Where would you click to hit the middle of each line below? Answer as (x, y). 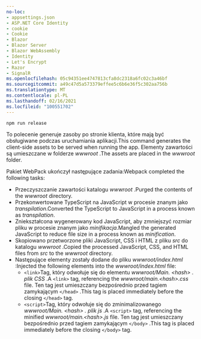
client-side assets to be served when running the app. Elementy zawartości (100, 147)
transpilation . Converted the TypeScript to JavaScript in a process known (105, 208)
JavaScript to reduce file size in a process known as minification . (95, 234)
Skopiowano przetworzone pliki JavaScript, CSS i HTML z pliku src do (101, 240)
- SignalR (19, 73)
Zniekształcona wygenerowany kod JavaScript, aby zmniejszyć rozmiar (103, 221)
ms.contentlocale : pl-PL (37, 95)
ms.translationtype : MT (36, 90)
